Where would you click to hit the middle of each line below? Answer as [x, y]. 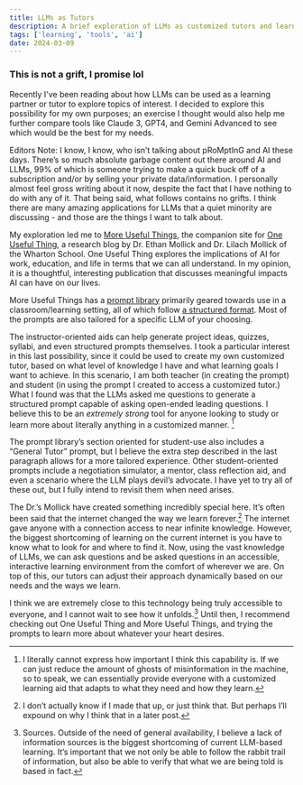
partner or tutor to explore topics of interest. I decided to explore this [137, 104]
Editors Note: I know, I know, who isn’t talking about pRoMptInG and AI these [151, 150]
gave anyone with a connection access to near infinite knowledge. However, [151, 528]
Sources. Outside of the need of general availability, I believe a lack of [152, 733]
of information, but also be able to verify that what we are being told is [153, 761]
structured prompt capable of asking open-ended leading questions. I [139, 403]
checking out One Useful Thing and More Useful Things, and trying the [141, 623]
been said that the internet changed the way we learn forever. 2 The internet [150, 517]
